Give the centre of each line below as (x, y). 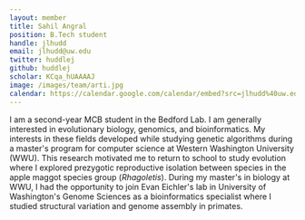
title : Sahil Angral (49, 26)
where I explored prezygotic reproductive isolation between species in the (148, 167)
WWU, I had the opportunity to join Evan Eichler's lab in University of (138, 187)
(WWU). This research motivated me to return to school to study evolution (148, 158)
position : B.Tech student (58, 34)
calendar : (28, 93)
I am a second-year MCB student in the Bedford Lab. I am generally (135, 120)
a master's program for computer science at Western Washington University (152, 148)
